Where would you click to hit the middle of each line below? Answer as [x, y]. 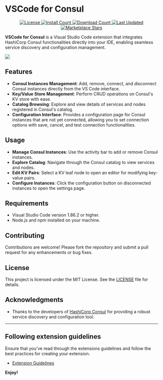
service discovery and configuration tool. [53, 317]
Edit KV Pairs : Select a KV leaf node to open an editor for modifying [80, 172]
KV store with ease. [32, 99]
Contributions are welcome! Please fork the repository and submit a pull [77, 247]
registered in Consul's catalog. [43, 109]
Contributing [25, 235]
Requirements [27, 203]
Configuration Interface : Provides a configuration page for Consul [79, 114]
